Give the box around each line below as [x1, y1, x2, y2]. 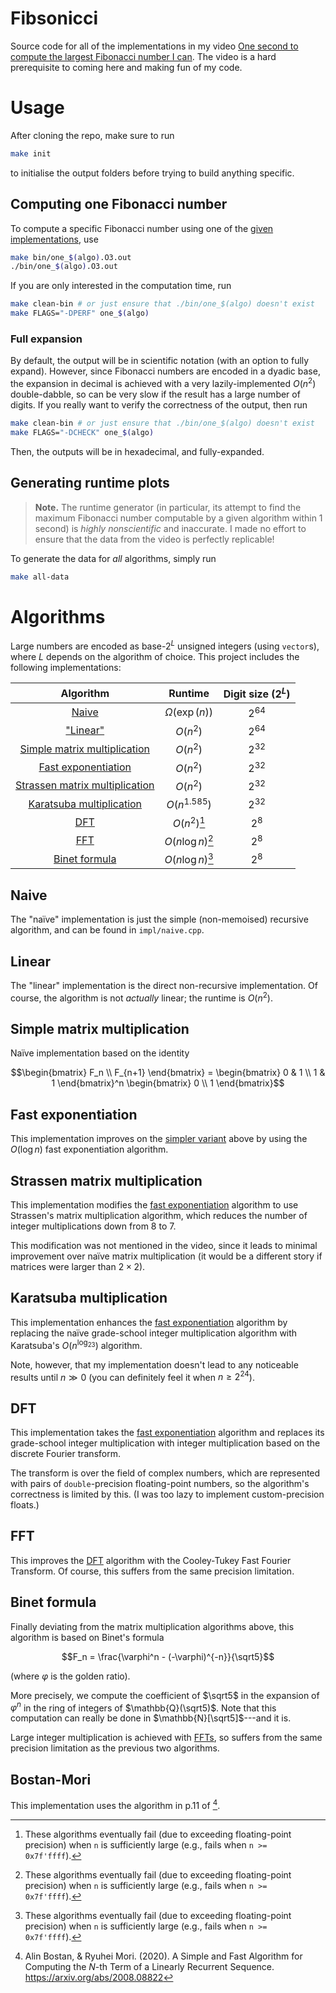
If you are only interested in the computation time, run [10, 280, 232, 292]
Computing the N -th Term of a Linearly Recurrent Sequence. [24, 1960, 275, 1972]
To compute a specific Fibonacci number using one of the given [10, 222, 274, 234]
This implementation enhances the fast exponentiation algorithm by [10, 1316, 288, 1328]
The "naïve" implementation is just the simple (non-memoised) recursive [10, 913, 309, 926]
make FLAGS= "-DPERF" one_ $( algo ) [10, 308, 150, 319]
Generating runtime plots [10, 475, 170, 492]
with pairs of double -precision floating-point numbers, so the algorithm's [10, 1477, 310, 1489]
